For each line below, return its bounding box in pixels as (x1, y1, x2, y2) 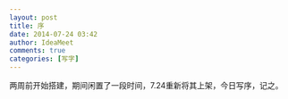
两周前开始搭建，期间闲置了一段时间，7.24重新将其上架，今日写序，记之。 (9, 80, 284, 90)
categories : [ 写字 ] (9, 54, 80, 63)
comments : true (9, 46, 66, 55)
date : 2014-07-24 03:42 (9, 29, 98, 38)
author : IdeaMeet (9, 37, 74, 47)
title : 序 (9, 21, 45, 30)
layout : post (9, 12, 58, 22)
